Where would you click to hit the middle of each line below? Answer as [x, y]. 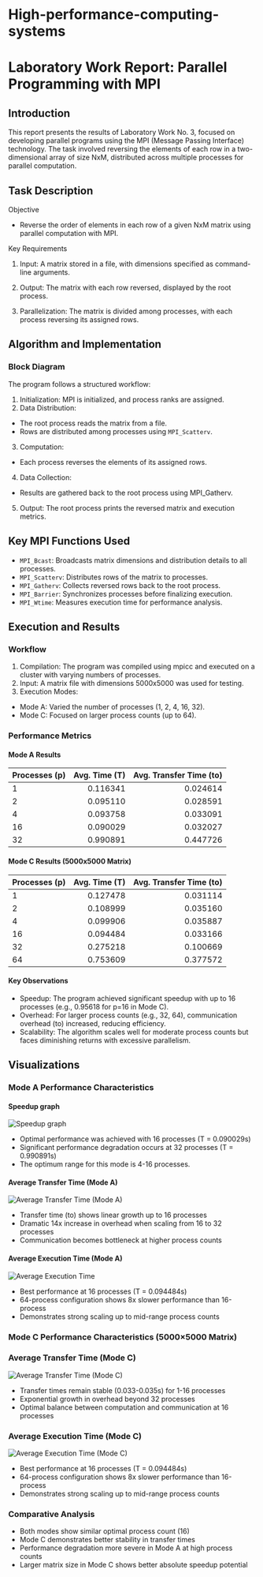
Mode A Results [35, 755]
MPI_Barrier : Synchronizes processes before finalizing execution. [126, 594]
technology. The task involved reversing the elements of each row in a [122, 149]
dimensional [28, 157]
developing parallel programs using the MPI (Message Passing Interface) [126, 140]
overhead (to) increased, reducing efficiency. [93, 1023]
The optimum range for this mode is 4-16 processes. [105, 1164]
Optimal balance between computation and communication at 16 [124, 1407]
